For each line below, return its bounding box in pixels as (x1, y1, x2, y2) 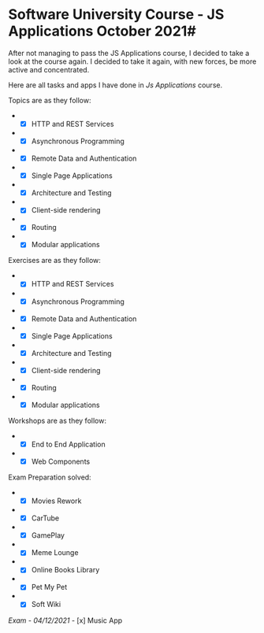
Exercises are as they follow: (8, 256, 101, 265)
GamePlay (31, 531, 65, 540)
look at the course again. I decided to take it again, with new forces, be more (8, 57, 257, 66)
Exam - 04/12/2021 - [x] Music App (8, 616, 123, 625)
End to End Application (31, 439, 106, 449)
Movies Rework (31, 496, 82, 505)
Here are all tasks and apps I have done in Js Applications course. (8, 80, 223, 90)
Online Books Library (31, 565, 100, 575)
